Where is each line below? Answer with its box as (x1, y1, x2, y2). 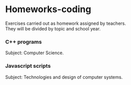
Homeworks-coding (5, 4, 92, 15)
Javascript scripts (5, 62, 51, 69)
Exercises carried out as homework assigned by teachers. (5, 20, 126, 26)
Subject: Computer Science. (5, 50, 64, 56)
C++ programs (5, 38, 42, 45)
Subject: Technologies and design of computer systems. (5, 74, 123, 80)
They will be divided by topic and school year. (5, 25, 101, 31)
